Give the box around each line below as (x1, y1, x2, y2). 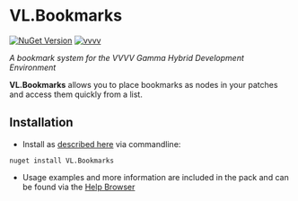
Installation (9, 115, 74, 130)
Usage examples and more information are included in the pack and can (22, 171, 289, 182)
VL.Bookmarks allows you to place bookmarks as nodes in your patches (9, 79, 278, 90)
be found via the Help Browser (22, 181, 136, 192)
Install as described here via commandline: (22, 138, 181, 149)
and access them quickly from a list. (9, 89, 144, 100)
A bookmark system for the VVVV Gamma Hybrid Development (9, 52, 244, 63)
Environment (9, 62, 57, 73)
